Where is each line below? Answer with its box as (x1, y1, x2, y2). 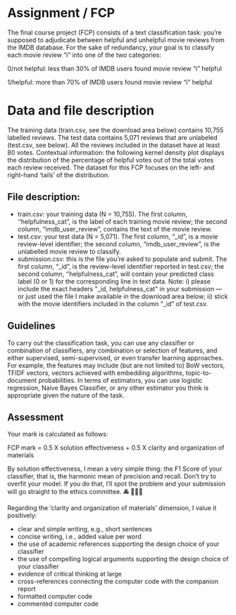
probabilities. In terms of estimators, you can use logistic (38, 376, 203, 384)
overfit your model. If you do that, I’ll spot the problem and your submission (7, 480, 226, 488)
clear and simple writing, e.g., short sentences (17, 525, 153, 533)
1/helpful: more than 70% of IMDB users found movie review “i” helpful (7, 77, 213, 86)
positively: (7, 512, 37, 520)
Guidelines (7, 320, 56, 332)
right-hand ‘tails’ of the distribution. (7, 170, 110, 179)
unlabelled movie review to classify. (17, 247, 121, 255)
